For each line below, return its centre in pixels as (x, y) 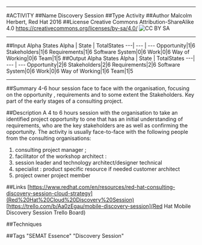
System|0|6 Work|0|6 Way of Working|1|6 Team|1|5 (70, 71)
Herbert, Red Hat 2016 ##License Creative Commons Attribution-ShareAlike (100, 22)
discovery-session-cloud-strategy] (50, 193)
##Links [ (18, 187)
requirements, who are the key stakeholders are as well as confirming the (97, 126)
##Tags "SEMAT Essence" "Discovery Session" (65, 236)
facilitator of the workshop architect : (61, 156)
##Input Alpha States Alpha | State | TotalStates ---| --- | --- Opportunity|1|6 (101, 45)
